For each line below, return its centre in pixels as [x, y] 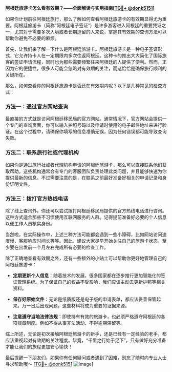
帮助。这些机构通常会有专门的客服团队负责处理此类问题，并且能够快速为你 [88, 171]
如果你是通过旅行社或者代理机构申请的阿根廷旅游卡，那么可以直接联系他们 [84, 165]
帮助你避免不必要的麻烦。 [32, 38]
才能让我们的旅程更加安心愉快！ [39, 346]
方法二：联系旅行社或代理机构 [42, 152]
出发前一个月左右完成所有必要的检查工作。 [63, 247]
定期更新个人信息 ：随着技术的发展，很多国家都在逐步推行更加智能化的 [87, 275]
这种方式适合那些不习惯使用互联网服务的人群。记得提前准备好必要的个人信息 [86, 217]
